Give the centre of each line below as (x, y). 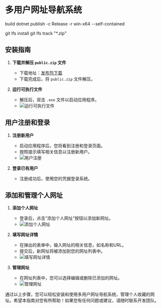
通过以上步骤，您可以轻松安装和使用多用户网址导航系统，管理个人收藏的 (78, 294)
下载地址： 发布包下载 (41, 73)
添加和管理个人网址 (34, 195)
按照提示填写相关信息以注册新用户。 (56, 152)
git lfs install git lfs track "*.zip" (36, 33)
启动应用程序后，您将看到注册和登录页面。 (62, 145)
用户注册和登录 (28, 123)
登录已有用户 (25, 168)
